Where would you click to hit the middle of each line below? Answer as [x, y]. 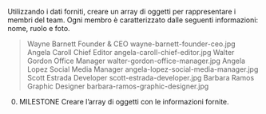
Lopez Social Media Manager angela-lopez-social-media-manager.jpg [143, 69]
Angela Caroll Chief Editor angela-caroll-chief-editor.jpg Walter [131, 52]
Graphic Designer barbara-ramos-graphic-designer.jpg [118, 86]
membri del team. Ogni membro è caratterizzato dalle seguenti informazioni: [133, 20]
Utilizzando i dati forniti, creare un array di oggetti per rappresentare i [122, 12]
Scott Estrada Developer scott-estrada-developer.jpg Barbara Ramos [141, 78]
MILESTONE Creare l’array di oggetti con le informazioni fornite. [124, 102]
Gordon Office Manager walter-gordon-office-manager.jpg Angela [136, 61]
